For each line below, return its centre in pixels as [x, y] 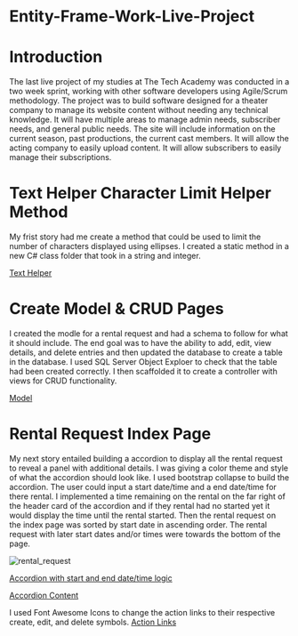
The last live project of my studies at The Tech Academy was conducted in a [149, 82]
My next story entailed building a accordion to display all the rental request [146, 458]
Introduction [56, 57]
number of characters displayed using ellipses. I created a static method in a [149, 246]
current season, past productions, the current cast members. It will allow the [149, 139]
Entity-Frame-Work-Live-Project [132, 16]
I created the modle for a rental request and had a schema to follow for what [149, 334]
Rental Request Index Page [110, 434]
